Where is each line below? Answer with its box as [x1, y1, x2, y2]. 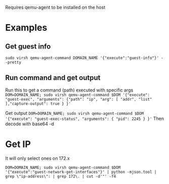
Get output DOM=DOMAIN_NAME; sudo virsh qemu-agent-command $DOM [5, 110, 144, 116]
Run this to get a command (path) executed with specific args [5, 87, 134, 93]
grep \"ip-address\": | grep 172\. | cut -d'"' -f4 [5, 174, 116, 179]
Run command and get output [5, 73, 101, 82]
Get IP [5, 139, 31, 150]
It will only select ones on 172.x [5, 155, 70, 161]
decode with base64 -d [5, 121, 54, 127]
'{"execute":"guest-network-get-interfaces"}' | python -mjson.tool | [5, 169, 157, 174]
